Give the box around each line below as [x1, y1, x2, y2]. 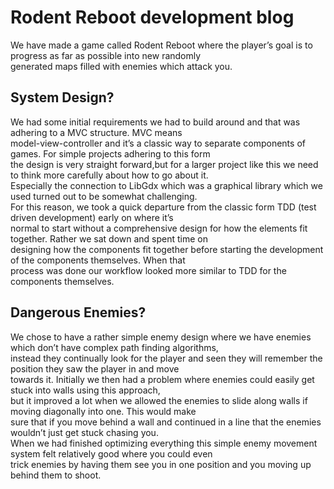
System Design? [10, 89, 115, 106]
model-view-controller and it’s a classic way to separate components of [10, 137, 306, 149]
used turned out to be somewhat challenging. [10, 190, 198, 202]
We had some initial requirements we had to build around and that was [10, 116, 301, 128]
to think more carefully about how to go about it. [10, 169, 209, 181]
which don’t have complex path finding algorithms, [10, 341, 219, 353]
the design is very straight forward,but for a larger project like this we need [10, 158, 319, 170]
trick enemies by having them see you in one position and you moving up [10, 458, 312, 470]
